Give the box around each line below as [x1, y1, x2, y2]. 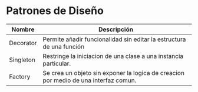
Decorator [9, 39, 37, 47]
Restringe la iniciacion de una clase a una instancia [42, 52, 184, 60]
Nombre [11, 25, 35, 33]
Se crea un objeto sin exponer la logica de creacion [42, 69, 184, 77]
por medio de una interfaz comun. [42, 76, 137, 84]
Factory [9, 72, 31, 80]
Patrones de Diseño [6, 4, 104, 18]
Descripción [98, 25, 134, 33]
